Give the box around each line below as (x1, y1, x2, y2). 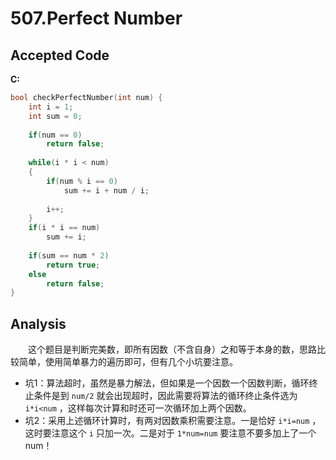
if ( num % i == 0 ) (46, 176, 118, 186)
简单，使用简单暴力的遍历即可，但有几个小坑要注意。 (18, 356, 238, 368)
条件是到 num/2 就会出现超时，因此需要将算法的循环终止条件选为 (33, 390, 298, 402)
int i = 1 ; (28, 102, 74, 112)
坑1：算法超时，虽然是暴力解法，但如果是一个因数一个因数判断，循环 (24, 377, 310, 389)
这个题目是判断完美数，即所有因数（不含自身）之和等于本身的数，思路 (27, 343, 317, 356)
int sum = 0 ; (28, 111, 83, 121)
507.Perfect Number (10, 7, 183, 30)
